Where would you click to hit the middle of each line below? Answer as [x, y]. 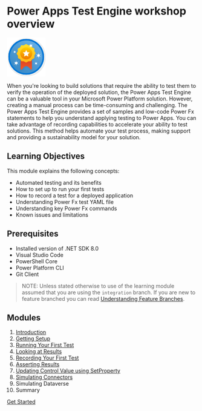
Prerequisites [33, 234]
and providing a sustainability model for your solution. [74, 137]
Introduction [31, 332]
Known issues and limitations [52, 215]
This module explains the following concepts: [63, 171]
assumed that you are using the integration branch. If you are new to [109, 292]
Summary [28, 390]
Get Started [21, 402]
